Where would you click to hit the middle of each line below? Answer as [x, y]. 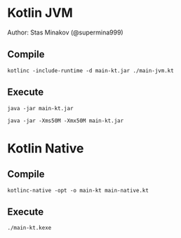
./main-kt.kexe [29, 228]
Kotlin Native [46, 148]
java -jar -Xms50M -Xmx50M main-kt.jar [66, 121]
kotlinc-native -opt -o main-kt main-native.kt [78, 190]
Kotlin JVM [40, 13]
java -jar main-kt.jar [40, 108]
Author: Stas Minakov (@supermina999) [66, 32]
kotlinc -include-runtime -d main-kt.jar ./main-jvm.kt [90, 71]
